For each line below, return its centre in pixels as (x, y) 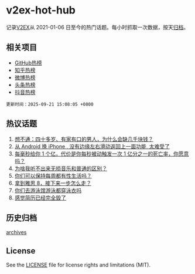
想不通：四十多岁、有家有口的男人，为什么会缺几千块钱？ (84, 139)
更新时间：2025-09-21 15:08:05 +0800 (50, 104)
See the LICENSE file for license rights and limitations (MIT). (78, 265)
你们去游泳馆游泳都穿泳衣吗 (48, 190)
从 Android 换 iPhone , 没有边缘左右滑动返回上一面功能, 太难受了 (92, 146)
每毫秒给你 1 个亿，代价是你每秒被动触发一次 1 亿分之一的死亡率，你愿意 (102, 154)
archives (16, 232)
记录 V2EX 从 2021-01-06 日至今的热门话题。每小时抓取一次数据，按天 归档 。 (97, 27)
